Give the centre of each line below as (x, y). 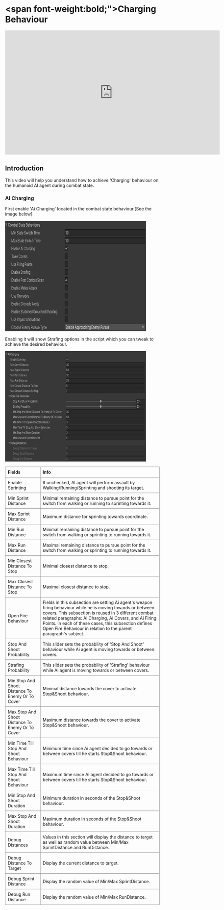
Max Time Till (22, 769)
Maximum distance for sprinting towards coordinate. (95, 517)
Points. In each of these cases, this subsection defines (97, 624)
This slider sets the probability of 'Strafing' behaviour (96, 665)
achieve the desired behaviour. (36, 344)
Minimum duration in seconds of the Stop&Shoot (91, 798)
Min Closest (20, 561)
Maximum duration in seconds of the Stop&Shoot (92, 819)
